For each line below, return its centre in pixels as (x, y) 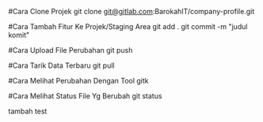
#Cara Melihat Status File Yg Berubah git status (85, 96)
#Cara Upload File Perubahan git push (71, 50)
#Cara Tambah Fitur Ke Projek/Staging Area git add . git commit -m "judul (128, 26)
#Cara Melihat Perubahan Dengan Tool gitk (78, 81)
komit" (19, 35)
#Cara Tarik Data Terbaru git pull (61, 65)
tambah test (28, 111)
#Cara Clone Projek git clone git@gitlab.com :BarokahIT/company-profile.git (131, 11)
